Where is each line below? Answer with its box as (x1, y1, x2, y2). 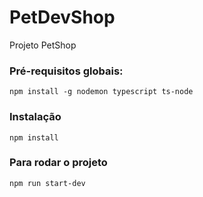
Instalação (9, 110, 62, 124)
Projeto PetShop (9, 39, 77, 51)
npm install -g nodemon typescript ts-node (9, 87, 194, 97)
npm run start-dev (9, 178, 86, 188)
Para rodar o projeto (9, 156, 108, 170)
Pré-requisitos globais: (9, 64, 124, 78)
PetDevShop (9, 6, 116, 29)
